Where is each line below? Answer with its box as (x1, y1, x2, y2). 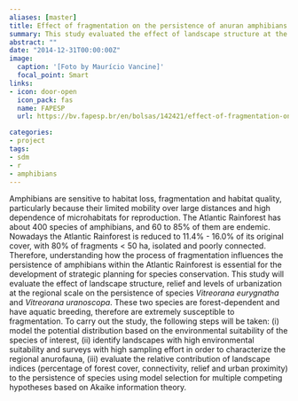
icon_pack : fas (17, 95, 74, 105)
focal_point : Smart (17, 71, 90, 80)
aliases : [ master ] (9, 12, 77, 22)
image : (9, 54, 34, 63)
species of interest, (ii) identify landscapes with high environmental (9, 334, 255, 346)
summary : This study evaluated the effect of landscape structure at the (9, 29, 288, 38)
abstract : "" (9, 37, 58, 47)
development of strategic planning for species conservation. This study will (9, 269, 285, 279)
